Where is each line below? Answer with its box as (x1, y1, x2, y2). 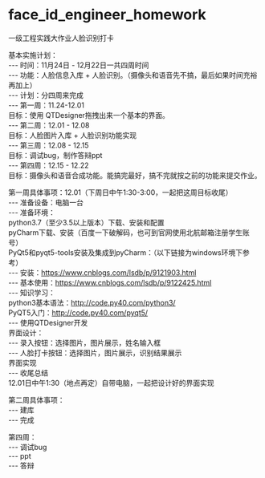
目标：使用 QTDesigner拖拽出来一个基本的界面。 (8, 110, 170, 119)
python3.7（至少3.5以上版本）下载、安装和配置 (8, 217, 165, 227)
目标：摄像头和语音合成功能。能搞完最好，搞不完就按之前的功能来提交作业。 (8, 170, 262, 180)
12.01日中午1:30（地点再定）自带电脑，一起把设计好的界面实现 (8, 378, 214, 387)
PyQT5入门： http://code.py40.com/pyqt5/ (8, 307, 149, 318)
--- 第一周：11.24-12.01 (8, 100, 84, 110)
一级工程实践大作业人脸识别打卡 (8, 33, 114, 43)
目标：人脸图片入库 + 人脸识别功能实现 (8, 130, 137, 140)
